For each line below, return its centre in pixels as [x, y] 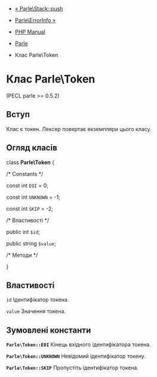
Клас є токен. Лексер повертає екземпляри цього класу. [79, 129]
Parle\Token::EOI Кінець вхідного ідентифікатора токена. [78, 345]
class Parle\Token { [30, 162]
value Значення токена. [36, 311]
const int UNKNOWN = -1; [33, 197]
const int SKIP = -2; [30, 208]
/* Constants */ [25, 174]
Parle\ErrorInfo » [35, 20]
